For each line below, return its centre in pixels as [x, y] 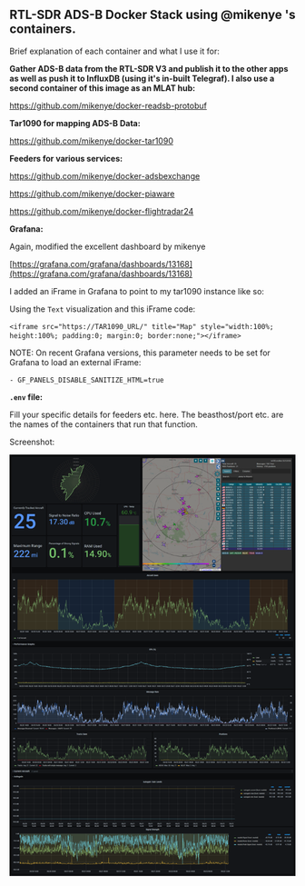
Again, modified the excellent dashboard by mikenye [108, 246]
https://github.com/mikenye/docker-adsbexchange [105, 175]
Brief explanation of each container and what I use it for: [114, 51]
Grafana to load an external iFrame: [75, 362]
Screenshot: [32, 442]
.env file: [26, 397]
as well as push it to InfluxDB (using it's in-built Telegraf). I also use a [142, 78]
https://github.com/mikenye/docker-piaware [92, 194]
